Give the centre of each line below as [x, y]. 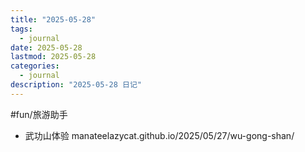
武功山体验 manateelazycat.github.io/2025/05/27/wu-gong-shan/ [159, 135]
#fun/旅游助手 [39, 114]
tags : [21, 29]
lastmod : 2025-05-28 [53, 57]
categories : [35, 66]
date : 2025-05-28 [46, 47]
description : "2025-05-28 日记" [76, 85]
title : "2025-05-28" [53, 19]
